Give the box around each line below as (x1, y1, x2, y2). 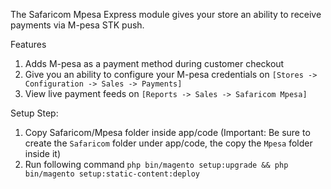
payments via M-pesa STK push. (10, 19, 145, 31)
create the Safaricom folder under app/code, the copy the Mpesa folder (24, 137, 313, 149)
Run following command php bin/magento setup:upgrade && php (24, 159, 289, 170)
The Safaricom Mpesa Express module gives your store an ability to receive (10, 9, 322, 20)
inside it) (24, 148, 61, 159)
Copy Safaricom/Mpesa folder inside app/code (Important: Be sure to (24, 127, 311, 138)
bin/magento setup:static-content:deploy (24, 169, 200, 179)
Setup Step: (10, 107, 59, 119)
